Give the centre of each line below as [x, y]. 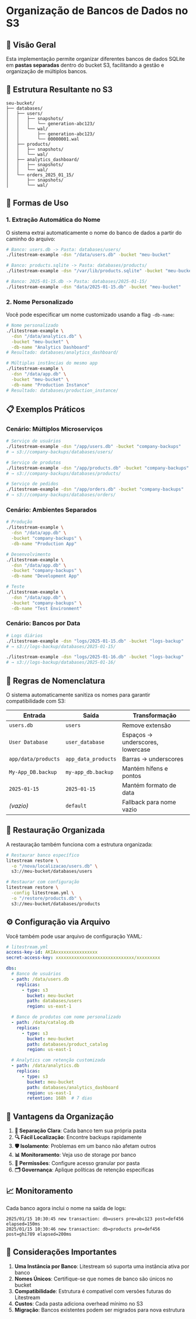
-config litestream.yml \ [43, 893]
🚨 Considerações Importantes [62, 1252]
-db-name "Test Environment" [47, 608]
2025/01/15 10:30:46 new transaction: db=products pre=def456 [83, 1229]
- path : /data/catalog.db [43, 1023]
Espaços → [138, 735]
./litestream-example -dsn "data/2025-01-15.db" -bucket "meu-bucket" [94, 287]
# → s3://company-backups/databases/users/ [60, 452]
